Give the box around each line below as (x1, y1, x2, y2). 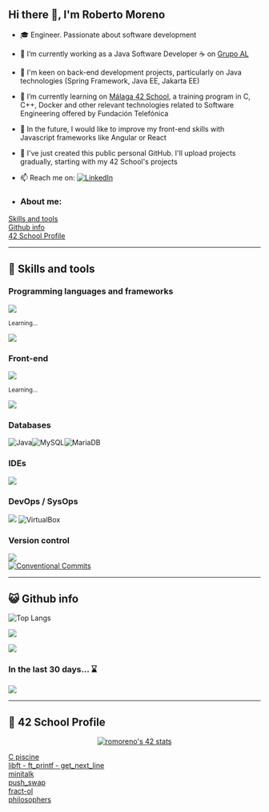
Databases (8, 420, 51, 431)
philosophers (8, 795, 52, 805)
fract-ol (8, 786, 34, 796)
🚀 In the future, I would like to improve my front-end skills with (19, 124, 225, 133)
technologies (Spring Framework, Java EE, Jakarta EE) (19, 75, 200, 85)
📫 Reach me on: (19, 173, 76, 182)
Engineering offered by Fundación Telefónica (19, 108, 169, 118)
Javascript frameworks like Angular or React (19, 132, 167, 142)
